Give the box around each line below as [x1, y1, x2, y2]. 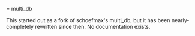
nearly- [171, 17, 190, 23]
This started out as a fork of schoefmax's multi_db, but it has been [6, 17, 170, 23]
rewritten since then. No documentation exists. [35, 23, 151, 30]
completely [6, 23, 34, 30]
